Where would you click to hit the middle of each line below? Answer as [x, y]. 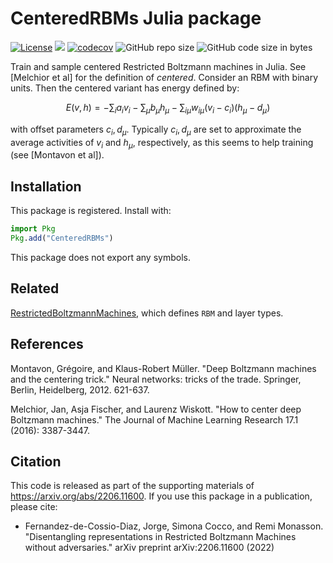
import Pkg [33, 229]
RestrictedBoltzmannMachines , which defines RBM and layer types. [147, 313]
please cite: [34, 507]
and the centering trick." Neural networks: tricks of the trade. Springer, [156, 379]
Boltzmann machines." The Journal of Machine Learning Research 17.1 [154, 419]
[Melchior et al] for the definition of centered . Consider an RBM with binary [164, 77]
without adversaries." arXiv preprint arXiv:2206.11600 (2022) [149, 548]
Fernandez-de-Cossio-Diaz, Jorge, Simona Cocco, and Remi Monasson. [174, 526]
